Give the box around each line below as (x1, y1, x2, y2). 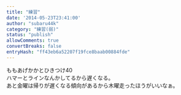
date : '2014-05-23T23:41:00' (6, 15, 81, 21)
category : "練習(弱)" (6, 26, 59, 32)
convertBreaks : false (6, 44, 62, 50)
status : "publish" (6, 32, 53, 38)
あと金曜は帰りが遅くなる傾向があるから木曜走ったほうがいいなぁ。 (6, 82, 179, 89)
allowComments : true (6, 37, 60, 44)
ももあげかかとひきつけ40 (6, 66, 72, 74)
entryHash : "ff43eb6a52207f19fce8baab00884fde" (6, 49, 131, 55)
